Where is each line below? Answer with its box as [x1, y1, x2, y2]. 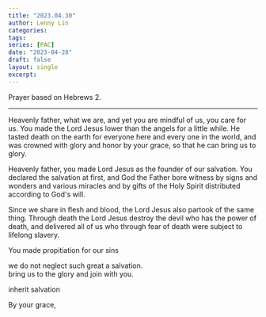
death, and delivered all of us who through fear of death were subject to [8, 221, 243, 231]
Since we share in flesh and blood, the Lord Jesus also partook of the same [8, 204, 255, 214]
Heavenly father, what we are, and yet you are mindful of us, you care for [8, 115, 247, 124]
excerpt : [8, 71, 37, 78]
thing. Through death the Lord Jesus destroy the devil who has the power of [8, 213, 257, 223]
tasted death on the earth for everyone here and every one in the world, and [8, 132, 256, 141]
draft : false [8, 56, 51, 64]
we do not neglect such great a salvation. [8, 261, 143, 270]
